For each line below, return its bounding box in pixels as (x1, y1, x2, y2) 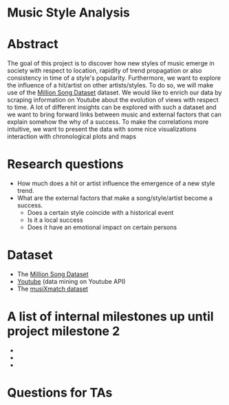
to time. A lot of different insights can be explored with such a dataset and (7, 103, 217, 112)
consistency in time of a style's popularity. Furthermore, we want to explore (7, 74, 221, 82)
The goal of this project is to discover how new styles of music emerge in (7, 59, 215, 67)
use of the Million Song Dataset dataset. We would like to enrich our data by (7, 88, 222, 97)
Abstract (7, 37, 58, 52)
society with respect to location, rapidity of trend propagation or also (7, 67, 202, 75)
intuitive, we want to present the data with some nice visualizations (7, 125, 197, 134)
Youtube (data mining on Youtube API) (17, 278, 126, 285)
